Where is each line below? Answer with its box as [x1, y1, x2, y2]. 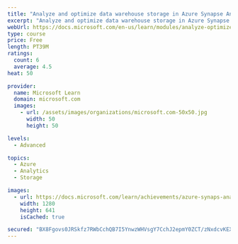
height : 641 [20, 206, 55, 213]
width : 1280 [20, 200, 55, 207]
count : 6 [13, 57, 40, 64]
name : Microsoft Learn [13, 89, 81, 96]
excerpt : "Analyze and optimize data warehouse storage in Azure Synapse [7, 17, 230, 24]
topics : [7, 154, 30, 162]
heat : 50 [7, 70, 33, 77]
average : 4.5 [13, 63, 52, 70]
